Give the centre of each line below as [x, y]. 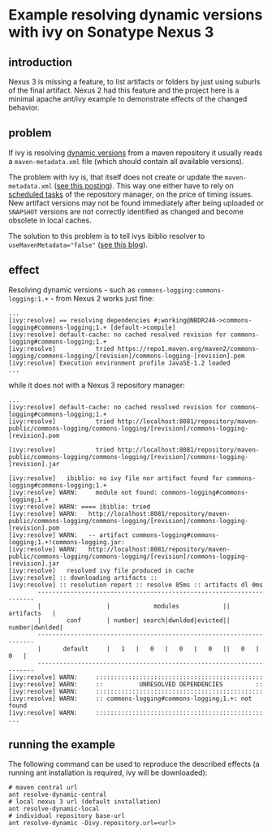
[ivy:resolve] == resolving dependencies [80, 320]
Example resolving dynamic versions [136, 15]
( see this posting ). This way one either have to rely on [144, 185]
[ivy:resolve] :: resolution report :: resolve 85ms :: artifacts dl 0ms [136, 585]
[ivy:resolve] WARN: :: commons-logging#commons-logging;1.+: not [130, 699]
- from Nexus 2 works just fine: [102, 298]
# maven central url [43, 788]
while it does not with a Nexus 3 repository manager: [97, 385]
